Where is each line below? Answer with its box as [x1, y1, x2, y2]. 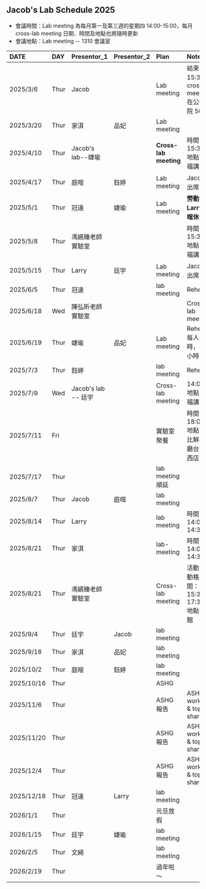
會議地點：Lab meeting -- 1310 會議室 [15, 37, 111, 45]
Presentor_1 [71, 52, 109, 61]
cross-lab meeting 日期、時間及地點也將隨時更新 [15, 29, 139, 37]
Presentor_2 [113, 52, 150, 61]
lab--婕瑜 [71, 153, 101, 161]
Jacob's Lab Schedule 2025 [6, 5, 115, 15]
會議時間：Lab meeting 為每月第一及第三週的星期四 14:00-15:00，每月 [15, 21, 193, 29]
